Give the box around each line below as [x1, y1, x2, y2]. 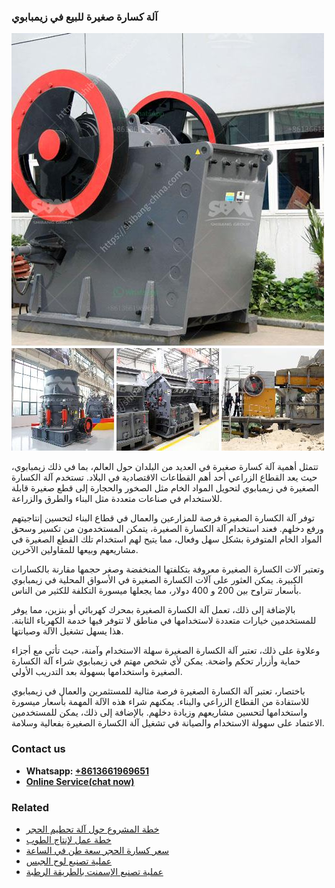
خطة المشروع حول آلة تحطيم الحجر [25, 823, 160, 835]
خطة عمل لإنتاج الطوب [25, 833, 112, 845]
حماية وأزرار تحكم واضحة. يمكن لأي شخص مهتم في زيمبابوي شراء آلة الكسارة [11, 655, 301, 667]
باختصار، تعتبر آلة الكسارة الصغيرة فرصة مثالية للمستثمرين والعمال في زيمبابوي [11, 685, 306, 697]
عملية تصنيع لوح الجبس [25, 855, 113, 867]
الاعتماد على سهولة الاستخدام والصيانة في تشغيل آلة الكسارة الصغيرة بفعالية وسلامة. [11, 717, 325, 729]
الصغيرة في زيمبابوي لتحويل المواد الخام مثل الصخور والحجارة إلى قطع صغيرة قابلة [11, 482, 319, 494]
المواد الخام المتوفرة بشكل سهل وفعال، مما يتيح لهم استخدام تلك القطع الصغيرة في [11, 533, 323, 545]
